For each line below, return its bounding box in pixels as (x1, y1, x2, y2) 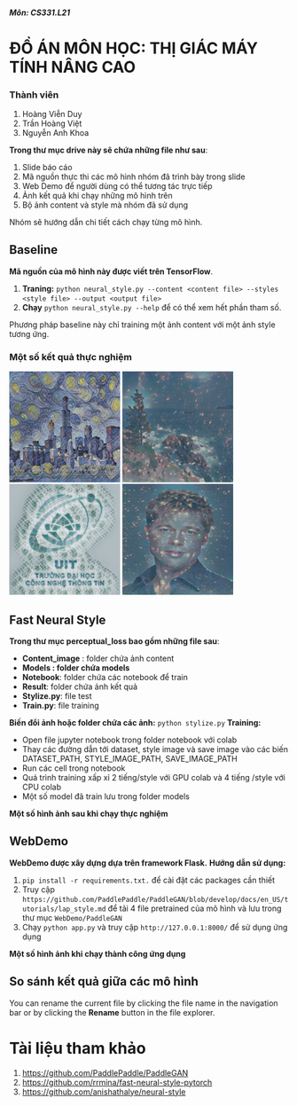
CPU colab (21, 781, 62, 792)
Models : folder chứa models (21, 663, 130, 673)
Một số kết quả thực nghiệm (9, 350, 133, 363)
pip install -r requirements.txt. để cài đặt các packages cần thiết (21, 875, 276, 885)
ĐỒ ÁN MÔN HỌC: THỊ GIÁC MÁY (9, 38, 259, 58)
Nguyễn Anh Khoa (21, 128, 90, 138)
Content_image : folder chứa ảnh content (21, 653, 175, 663)
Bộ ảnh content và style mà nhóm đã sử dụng (21, 200, 189, 210)
